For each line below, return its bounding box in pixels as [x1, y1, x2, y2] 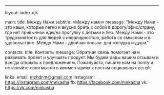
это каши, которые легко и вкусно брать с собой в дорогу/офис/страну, [5, 24, 155, 30]
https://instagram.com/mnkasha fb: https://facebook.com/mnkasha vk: [5, 79, 148, 85]
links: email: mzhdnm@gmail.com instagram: [5, 74, 95, 80]
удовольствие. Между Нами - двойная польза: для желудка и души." [5, 40, 149, 45]
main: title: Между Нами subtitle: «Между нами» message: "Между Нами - [5, 19, 159, 25]
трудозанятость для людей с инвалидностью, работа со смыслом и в [5, 35, 151, 40]
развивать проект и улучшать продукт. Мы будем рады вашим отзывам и [5, 55, 159, 60]
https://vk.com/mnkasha [5, 85, 55, 90]
